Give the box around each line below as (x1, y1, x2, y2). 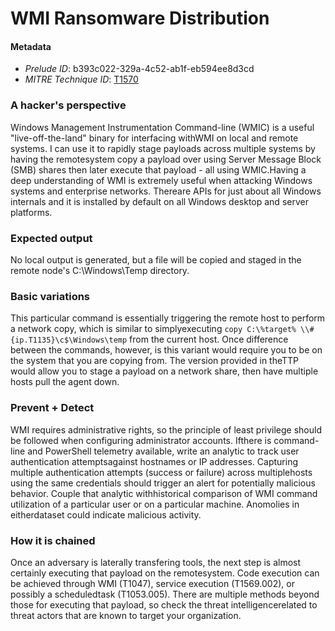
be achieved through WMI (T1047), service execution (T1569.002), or (10, 577, 295, 589)
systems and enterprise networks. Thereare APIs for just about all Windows (10, 185, 322, 197)
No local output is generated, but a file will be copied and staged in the (10, 253, 302, 266)
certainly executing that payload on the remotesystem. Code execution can (10, 567, 320, 579)
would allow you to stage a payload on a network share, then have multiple (10, 365, 319, 377)
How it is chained (10, 533, 96, 547)
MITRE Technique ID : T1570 (24, 73, 139, 86)
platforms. (10, 206, 53, 218)
